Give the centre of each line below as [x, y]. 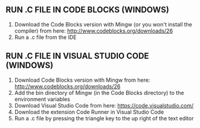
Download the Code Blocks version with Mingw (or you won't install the [103, 24]
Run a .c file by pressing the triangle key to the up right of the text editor [104, 118]
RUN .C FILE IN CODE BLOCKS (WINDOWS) [88, 10]
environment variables [42, 99]
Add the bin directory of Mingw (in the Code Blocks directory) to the [99, 93]
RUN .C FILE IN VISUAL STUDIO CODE [77, 56]
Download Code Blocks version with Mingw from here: [82, 80]
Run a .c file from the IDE [45, 37]
